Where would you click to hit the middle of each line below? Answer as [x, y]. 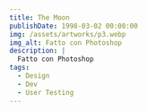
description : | [38, 51]
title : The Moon [39, 17]
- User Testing [46, 92]
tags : [19, 68]
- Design [34, 76]
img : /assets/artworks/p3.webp [68, 34]
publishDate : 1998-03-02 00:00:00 [74, 26]
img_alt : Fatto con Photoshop [66, 43]
